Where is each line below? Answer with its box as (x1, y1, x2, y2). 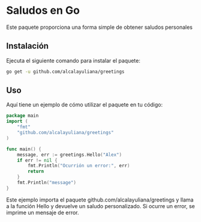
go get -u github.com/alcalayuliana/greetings (6, 69, 125, 75)
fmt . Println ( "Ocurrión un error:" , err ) (28, 163, 130, 169)
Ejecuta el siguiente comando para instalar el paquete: (6, 57, 141, 64)
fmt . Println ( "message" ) (17, 180, 77, 186)
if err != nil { (17, 157, 58, 163)
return (28, 168, 44, 174)
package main (6, 113, 39, 119)
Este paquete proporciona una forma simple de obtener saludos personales (6, 23, 193, 31)
